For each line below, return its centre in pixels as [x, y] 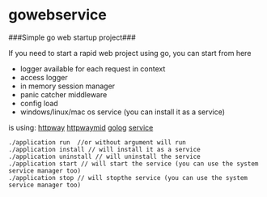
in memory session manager [68, 86]
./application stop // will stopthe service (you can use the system [128, 178]
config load [39, 103]
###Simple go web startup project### [72, 37]
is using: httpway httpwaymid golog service [81, 127]
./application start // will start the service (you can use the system [133, 164]
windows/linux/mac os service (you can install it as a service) [122, 112]
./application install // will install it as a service [104, 149]
